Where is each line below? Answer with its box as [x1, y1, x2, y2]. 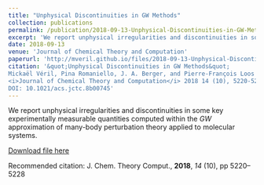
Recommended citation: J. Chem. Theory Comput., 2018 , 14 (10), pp [8, 161, 229, 171]
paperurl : [8, 56, 41, 63]
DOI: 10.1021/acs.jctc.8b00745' [8, 84, 114, 92]
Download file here [8, 146, 69, 155]
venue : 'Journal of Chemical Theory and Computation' [8, 48, 189, 56]
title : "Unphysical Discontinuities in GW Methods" [8, 11, 181, 20]
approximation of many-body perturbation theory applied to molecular [8, 122, 236, 132]
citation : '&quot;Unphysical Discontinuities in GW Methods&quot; [8, 63, 230, 71]
